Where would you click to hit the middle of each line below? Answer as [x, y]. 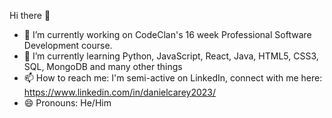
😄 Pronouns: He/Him [67, 103]
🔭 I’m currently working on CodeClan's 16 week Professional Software [167, 34]
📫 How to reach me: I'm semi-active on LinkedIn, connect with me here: [173, 78]
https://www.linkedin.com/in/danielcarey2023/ [119, 92]
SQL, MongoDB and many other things [103, 66]
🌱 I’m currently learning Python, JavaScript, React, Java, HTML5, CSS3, [171, 56]
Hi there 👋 [30, 15]
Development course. [68, 45]
